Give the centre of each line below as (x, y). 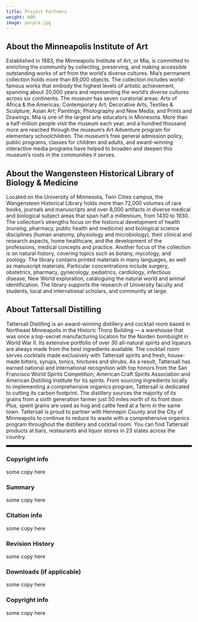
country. (16, 437)
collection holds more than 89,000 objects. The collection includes (87, 80)
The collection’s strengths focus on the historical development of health (93, 222)
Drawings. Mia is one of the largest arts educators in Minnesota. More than (97, 117)
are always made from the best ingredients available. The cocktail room (93, 349)
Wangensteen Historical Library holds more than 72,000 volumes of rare (94, 203)
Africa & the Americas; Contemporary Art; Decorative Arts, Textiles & (90, 105)
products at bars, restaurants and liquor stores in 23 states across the (91, 430)
